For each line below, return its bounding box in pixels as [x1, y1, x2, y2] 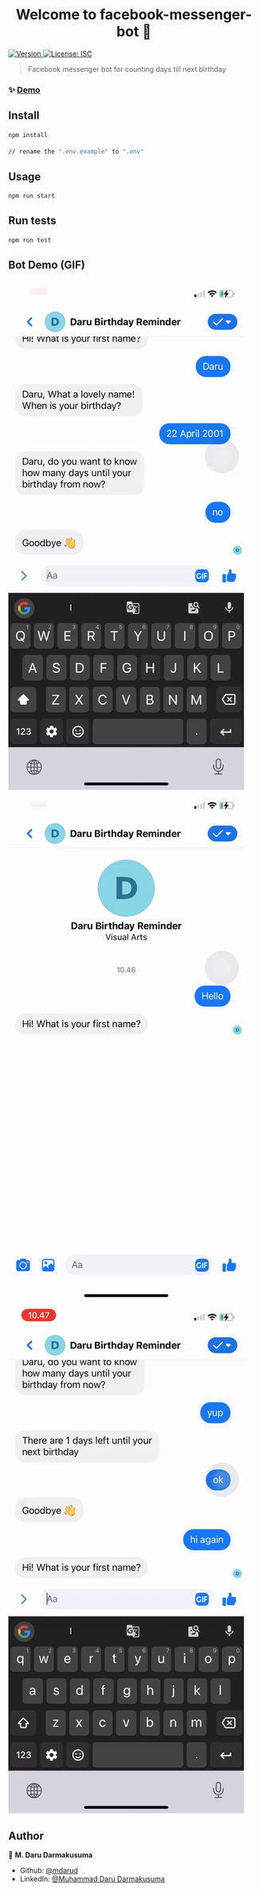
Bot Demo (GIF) [8, 258, 85, 272]
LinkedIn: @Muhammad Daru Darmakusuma [19, 1874, 165, 1884]
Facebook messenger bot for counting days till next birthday [27, 64, 226, 73]
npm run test [8, 236, 52, 244]
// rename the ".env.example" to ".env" [8, 147, 145, 156]
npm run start [8, 192, 56, 200]
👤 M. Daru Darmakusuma [8, 1850, 93, 1860]
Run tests [8, 214, 57, 228]
